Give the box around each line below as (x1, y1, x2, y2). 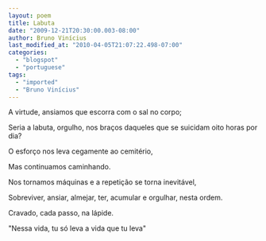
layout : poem (8, 11, 52, 20)
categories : (8, 49, 48, 56)
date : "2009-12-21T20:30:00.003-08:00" (8, 26, 141, 34)
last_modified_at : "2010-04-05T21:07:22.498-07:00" (8, 41, 183, 49)
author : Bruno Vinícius (8, 33, 87, 42)
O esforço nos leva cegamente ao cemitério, (8, 146, 153, 156)
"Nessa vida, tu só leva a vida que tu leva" (8, 224, 147, 233)
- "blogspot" (15, 56, 59, 64)
